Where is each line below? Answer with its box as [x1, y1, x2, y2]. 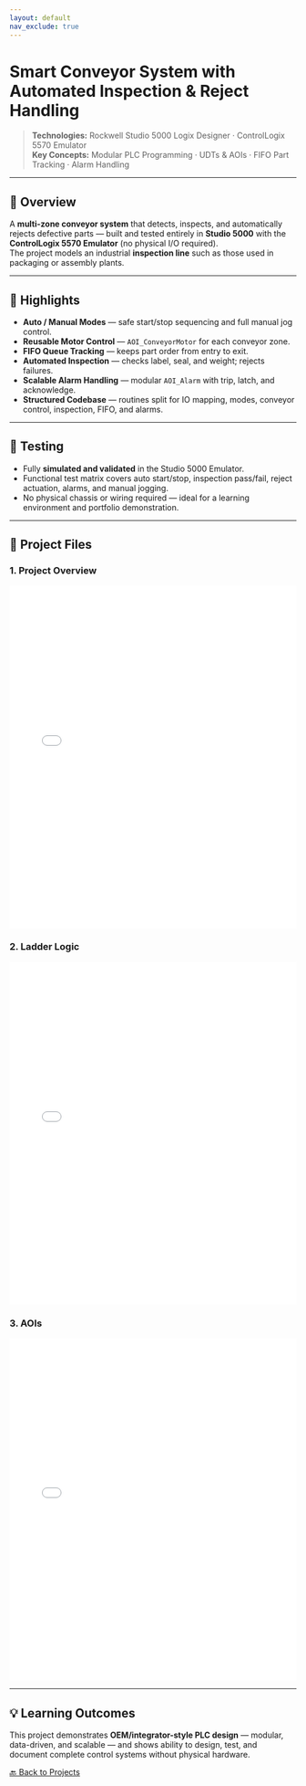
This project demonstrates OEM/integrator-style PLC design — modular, [9, 1729, 284, 1740]
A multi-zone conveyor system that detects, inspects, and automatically [9, 218, 283, 229]
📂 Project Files [9, 537, 93, 552]
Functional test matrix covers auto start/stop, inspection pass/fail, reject [22, 472, 293, 484]
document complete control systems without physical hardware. [9, 1749, 250, 1760]
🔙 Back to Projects [9, 1766, 80, 1777]
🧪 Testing [9, 439, 65, 455]
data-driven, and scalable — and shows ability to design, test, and [9, 1739, 258, 1749]
